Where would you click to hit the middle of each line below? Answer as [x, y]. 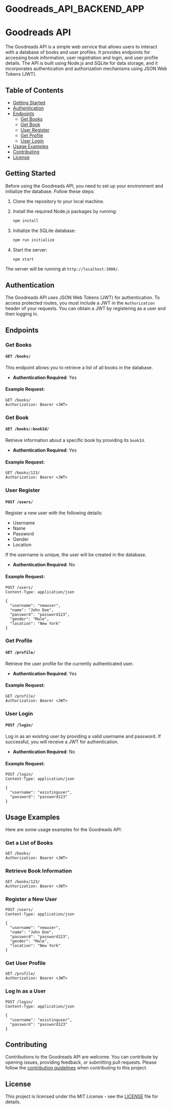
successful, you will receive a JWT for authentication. [62, 742]
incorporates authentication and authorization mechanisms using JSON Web [86, 69]
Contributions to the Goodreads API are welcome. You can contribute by [82, 1057]
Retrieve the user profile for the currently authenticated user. [70, 664]
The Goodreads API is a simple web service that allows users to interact [81, 47]
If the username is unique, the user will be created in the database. [76, 555]
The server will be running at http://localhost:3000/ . [62, 269]
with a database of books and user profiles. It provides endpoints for [78, 52]
